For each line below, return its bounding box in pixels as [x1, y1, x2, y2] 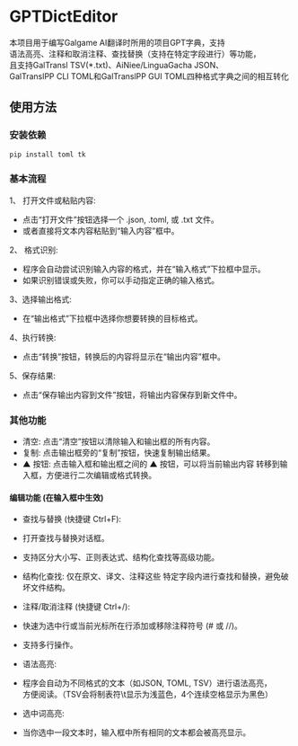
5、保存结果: [9, 370, 57, 381]
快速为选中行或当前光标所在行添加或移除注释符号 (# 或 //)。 [22, 620, 242, 631]
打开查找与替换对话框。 [22, 533, 110, 544]
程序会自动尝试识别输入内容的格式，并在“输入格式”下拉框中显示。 [22, 263, 267, 274]
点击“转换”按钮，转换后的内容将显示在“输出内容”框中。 [22, 351, 226, 361]
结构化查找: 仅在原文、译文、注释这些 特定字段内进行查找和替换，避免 [22, 571, 281, 582]
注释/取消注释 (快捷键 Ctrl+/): [22, 601, 130, 612]
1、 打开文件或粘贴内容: [9, 195, 96, 206]
